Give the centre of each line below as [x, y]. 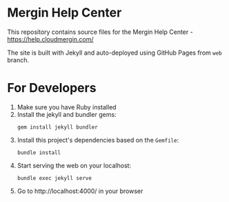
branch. [18, 59]
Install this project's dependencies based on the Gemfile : [98, 140]
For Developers [52, 88]
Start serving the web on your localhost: [74, 165]
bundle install [39, 153]
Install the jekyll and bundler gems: [67, 114]
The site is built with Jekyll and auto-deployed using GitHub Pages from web [114, 53]
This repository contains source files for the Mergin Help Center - [100, 32]
